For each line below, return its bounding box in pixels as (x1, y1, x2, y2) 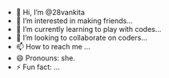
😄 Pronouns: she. (15, 53, 76, 63)
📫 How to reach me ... (15, 42, 91, 51)
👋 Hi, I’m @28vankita (15, 8, 86, 17)
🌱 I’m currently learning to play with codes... (15, 25, 162, 33)
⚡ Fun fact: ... (15, 62, 60, 72)
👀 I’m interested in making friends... (15, 16, 134, 25)
